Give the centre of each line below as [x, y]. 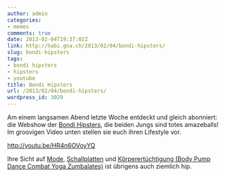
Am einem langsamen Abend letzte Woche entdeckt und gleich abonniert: [112, 117]
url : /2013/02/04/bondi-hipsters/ [57, 91]
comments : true [29, 33]
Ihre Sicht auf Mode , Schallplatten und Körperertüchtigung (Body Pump [109, 159]
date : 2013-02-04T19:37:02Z [48, 40]
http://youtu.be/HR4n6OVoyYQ [51, 145]
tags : [15, 59]
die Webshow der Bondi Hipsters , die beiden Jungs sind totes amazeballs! [113, 125]
